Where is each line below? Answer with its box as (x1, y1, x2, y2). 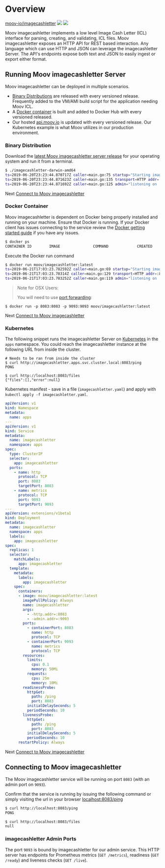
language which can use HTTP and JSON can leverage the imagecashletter (5, 45, 158, 51)
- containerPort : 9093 (27, 639, 74, 644)
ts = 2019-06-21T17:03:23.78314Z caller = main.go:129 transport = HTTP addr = (5, 271, 157, 276)
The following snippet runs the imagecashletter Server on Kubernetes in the (5, 336, 159, 342)
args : (23, 607, 34, 612)
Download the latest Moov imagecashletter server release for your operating (5, 153, 160, 159)
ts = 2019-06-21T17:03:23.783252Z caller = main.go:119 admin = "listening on (5, 276, 157, 281)
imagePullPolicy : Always (23, 598, 74, 603)
